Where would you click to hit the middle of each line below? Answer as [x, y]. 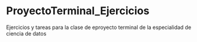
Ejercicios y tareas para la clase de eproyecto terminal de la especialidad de [99, 27]
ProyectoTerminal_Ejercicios [78, 11]
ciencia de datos [26, 33]
